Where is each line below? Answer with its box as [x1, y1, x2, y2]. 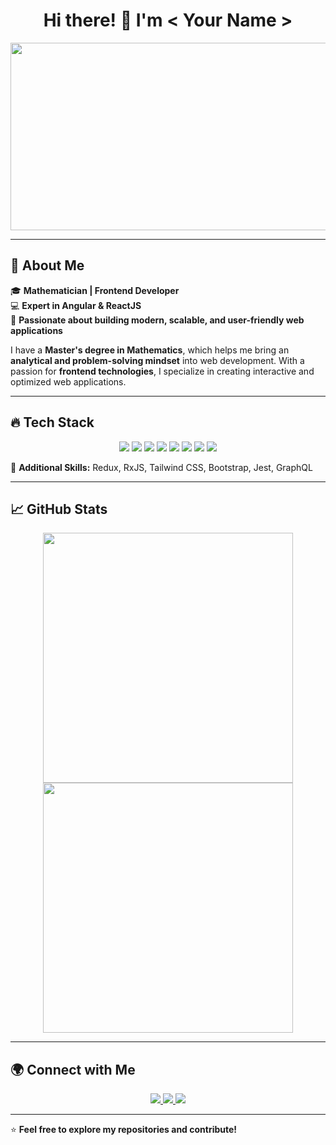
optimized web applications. [10, 375, 127, 388]
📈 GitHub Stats [10, 500, 108, 518]
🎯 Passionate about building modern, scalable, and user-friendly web [10, 314, 305, 326]
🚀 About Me [10, 257, 85, 274]
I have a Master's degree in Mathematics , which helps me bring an [10, 344, 290, 356]
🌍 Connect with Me [10, 1061, 136, 1078]
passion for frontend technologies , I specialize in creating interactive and [10, 365, 315, 377]
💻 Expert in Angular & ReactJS [10, 299, 142, 311]
